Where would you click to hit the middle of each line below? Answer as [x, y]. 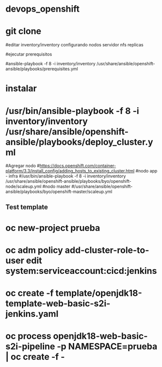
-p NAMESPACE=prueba [107, 347]
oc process [28, 336]
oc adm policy [34, 250]
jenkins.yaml [32, 314]
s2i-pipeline [30, 347]
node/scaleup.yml [24, 187]
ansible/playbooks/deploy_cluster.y [79, 142]
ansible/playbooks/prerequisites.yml [42, 69]
